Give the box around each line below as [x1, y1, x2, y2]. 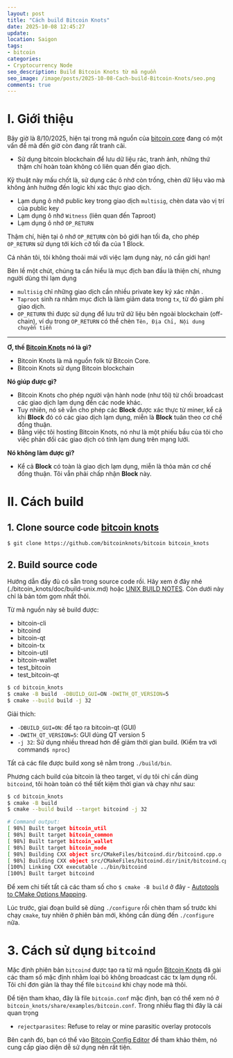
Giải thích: [7, 710, 36, 718]
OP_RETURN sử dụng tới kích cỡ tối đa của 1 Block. [7, 240, 145, 248]
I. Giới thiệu [7, 111, 74, 127]
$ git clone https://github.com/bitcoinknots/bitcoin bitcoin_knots [7, 540, 209, 547]
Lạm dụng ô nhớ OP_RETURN [17, 219, 94, 227]
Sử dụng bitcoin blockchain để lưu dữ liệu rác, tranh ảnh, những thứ [17, 155, 210, 163]
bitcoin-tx [17, 641, 45, 649]
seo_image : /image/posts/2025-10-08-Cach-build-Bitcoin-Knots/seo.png [7, 74, 216, 82]
